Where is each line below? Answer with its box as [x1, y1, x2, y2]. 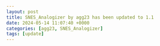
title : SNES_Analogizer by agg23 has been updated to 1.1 [6, 14, 154, 20]
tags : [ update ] [6, 31, 44, 37]
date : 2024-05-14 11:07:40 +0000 [6, 20, 90, 26]
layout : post [6, 8, 39, 15]
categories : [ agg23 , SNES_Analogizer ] [6, 25, 103, 32]
